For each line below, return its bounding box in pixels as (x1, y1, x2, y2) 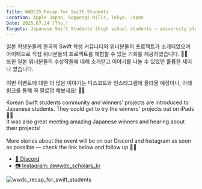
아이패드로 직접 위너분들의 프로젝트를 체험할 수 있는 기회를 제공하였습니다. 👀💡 (6, 51, 188, 58)
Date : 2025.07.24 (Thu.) (6, 20, 69, 26)
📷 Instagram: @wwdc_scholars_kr (14, 162, 101, 169)
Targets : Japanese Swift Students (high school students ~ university (6, 25, 187, 32)
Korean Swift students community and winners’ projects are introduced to (6, 99, 189, 106)
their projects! (6, 125, 41, 132)
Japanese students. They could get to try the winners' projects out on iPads (6, 105, 194, 113)
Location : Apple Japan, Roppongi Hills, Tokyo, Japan (6, 14, 144, 20)
